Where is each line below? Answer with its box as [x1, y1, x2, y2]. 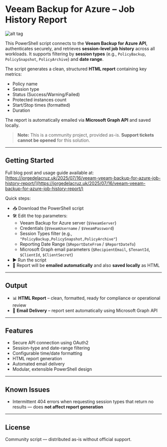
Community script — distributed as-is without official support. [5, 437, 132, 442]
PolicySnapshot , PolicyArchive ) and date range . [5, 56, 104, 62]
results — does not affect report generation [12, 404, 103, 410]
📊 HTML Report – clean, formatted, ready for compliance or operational [12, 295, 161, 301]
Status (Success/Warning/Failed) [12, 91, 81, 97]
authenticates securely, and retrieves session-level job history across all [5, 45, 155, 51]
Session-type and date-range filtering [12, 345, 90, 351]
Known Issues [5, 385, 50, 394]
